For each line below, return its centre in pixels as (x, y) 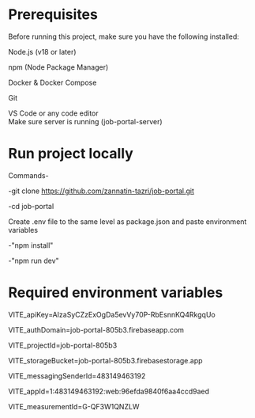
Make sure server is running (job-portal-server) (86, 121)
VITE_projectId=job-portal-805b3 (63, 345)
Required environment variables (116, 293)
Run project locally (71, 154)
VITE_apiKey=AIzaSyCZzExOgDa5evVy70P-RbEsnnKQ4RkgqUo (112, 314)
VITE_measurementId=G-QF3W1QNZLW (74, 406)
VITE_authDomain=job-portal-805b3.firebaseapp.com (96, 329)
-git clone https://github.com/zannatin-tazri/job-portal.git (101, 191)
